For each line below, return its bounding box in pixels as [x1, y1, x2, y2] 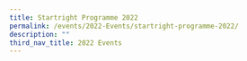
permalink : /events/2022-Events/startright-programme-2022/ [9, 22, 240, 30]
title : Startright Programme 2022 [9, 13, 139, 22]
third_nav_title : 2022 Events [9, 38, 123, 48]
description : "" [9, 30, 70, 39]
